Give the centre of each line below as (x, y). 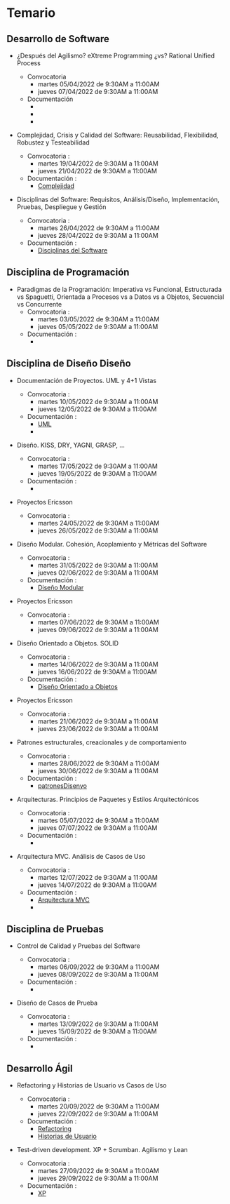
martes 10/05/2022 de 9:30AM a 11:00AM (98, 401)
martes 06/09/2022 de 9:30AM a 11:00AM (99, 967)
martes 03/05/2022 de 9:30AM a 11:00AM (99, 319)
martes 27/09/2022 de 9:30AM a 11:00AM (98, 1171)
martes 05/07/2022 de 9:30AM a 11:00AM (98, 820)
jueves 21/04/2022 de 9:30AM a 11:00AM (97, 171)
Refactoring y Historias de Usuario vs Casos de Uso (92, 1085)
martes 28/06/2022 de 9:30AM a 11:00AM (99, 763)
